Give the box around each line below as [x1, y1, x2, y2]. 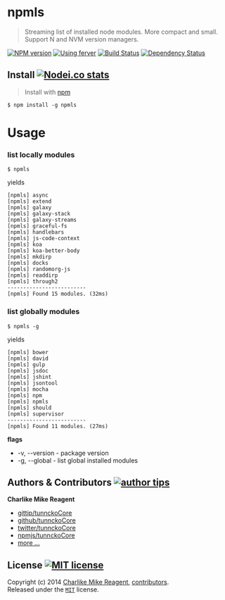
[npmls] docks [7, 260, 49, 267]
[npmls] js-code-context [7, 235, 80, 242]
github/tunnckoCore [17, 516, 76, 525]
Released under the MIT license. [7, 585, 100, 594]
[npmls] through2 [7, 278, 58, 285]
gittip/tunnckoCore [17, 508, 72, 518]
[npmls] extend [7, 198, 52, 205]
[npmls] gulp [7, 361, 46, 368]
